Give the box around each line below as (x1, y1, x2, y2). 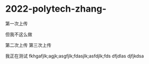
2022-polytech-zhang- (5, 3, 107, 15)
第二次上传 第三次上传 (5, 42, 52, 48)
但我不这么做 (5, 31, 32, 37)
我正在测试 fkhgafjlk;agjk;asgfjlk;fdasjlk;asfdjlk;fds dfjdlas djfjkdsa (5, 53, 144, 59)
